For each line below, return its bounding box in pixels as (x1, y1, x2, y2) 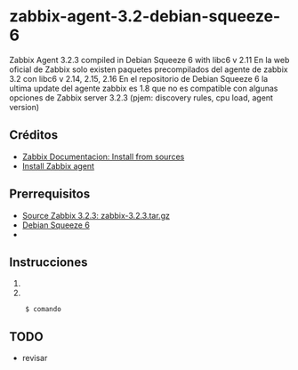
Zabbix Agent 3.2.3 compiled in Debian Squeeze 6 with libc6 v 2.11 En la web (9, 54, 290, 65)
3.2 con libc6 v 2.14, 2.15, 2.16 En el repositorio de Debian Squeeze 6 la (9, 73, 269, 84)
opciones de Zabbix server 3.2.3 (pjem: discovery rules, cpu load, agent (9, 92, 274, 103)
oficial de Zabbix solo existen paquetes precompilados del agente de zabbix (9, 64, 288, 75)
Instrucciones (9, 254, 88, 269)
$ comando (25, 305, 62, 314)
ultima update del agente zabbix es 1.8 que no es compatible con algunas (9, 83, 278, 93)
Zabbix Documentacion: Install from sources (21, 151, 185, 162)
